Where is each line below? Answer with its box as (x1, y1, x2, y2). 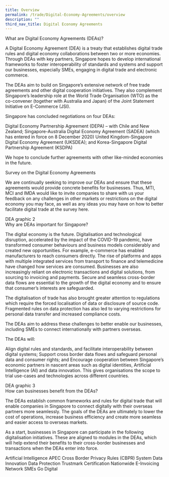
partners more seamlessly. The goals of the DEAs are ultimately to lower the (5, 409, 163, 415)
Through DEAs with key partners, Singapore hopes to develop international (5, 56, 161, 62)
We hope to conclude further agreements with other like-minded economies (5, 154, 163, 161)
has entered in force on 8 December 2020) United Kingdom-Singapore (5, 134, 152, 140)
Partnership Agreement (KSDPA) (5, 145, 73, 151)
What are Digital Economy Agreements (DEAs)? (5, 35, 104, 42)
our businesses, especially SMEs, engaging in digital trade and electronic (5, 67, 157, 73)
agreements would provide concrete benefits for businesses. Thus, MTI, (5, 185, 155, 191)
